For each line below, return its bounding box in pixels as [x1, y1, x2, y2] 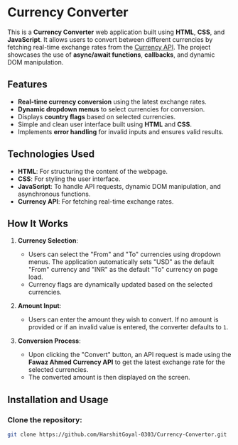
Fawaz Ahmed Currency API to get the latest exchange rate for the [28, 358, 225, 366]
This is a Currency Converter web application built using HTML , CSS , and [7, 28, 225, 36]
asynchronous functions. [17, 189, 91, 198]
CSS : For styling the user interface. [17, 175, 121, 183]
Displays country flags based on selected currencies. [17, 112, 176, 121]
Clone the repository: [7, 414, 83, 424]
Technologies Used [7, 148, 94, 160]
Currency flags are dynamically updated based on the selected [28, 280, 213, 289]
